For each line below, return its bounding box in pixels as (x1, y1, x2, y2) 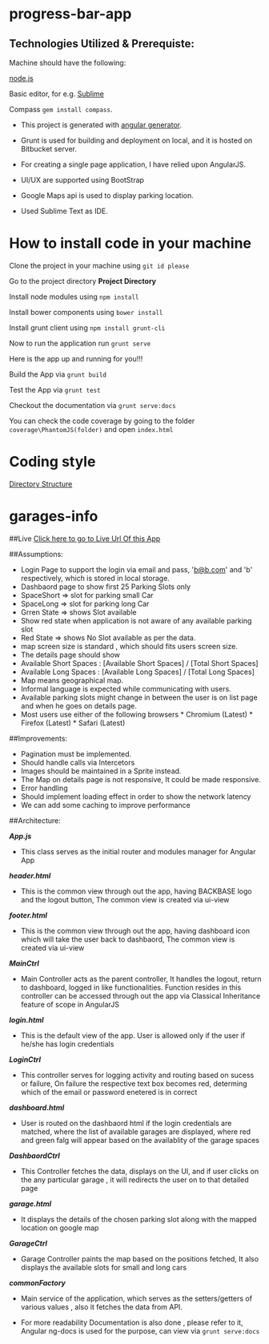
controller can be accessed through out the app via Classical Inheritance (20, 991, 261, 1000)
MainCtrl (9, 959, 39, 968)
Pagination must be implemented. (20, 749, 132, 758)
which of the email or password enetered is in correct (20, 1087, 198, 1096)
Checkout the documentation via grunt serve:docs (9, 400, 176, 410)
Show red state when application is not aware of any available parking (20, 615, 252, 625)
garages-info (9, 507, 98, 526)
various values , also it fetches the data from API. (20, 1302, 183, 1311)
